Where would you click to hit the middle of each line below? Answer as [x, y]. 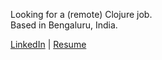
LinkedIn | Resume [48, 44]
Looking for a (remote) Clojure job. [81, 14]
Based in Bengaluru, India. [64, 25]
